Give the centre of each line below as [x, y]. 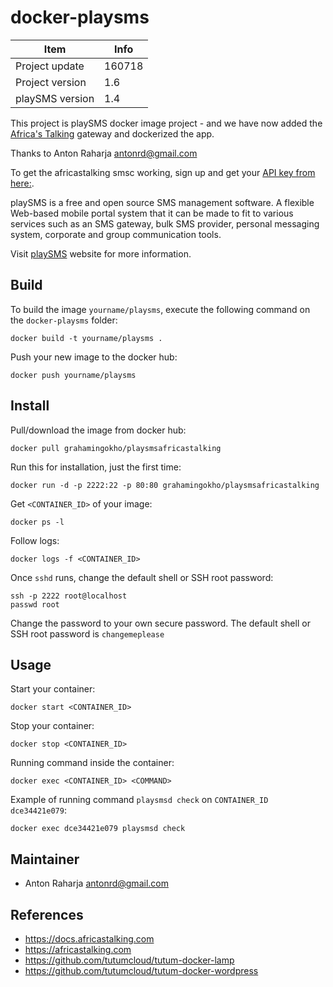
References [47, 914]
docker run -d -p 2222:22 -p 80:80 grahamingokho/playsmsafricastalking [165, 485]
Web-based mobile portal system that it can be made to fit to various [152, 213]
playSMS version [55, 98]
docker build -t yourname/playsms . [86, 338]
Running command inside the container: [92, 763]
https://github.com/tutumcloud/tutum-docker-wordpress [141, 970]
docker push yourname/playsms [73, 375]
